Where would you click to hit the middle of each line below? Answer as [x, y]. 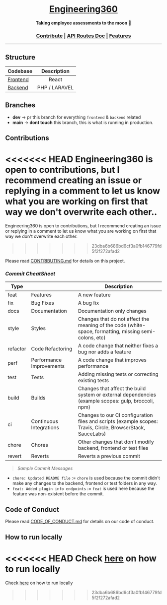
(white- [136, 325]
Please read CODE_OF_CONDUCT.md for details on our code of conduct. [80, 522]
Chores [40, 445]
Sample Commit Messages [45, 469]
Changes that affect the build [112, 389]
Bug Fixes [43, 303]
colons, [86, 337]
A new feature [94, 295]
